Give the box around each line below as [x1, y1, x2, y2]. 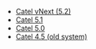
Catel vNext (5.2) [15, 7, 72, 16]
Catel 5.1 [15, 15, 43, 24]
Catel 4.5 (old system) [15, 32, 88, 41]
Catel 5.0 [15, 24, 46, 32]
